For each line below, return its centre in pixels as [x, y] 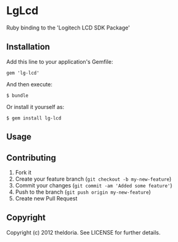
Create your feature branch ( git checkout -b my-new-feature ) [93, 179]
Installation [28, 47]
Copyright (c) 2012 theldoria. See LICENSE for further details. [83, 232]
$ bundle [17, 96]
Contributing [31, 158]
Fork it [23, 172]
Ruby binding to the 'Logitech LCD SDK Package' [68, 28]
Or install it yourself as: [35, 107]
